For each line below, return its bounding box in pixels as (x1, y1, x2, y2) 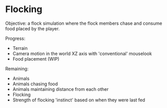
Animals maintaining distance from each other (12, 86, 109, 92)
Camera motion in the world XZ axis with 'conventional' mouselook (12, 50, 152, 57)
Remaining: (5, 66, 29, 72)
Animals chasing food (12, 81, 58, 87)
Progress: (5, 35, 25, 41)
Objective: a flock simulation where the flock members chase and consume (5, 20, 162, 26)
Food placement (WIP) (12, 56, 60, 62)
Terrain (12, 45, 28, 51)
